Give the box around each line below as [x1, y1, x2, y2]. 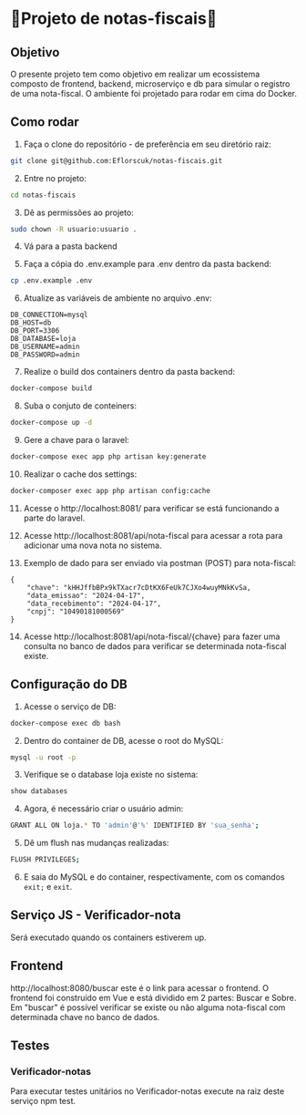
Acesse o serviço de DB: [23, 701, 117, 712]
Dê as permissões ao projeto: [23, 207, 135, 218]
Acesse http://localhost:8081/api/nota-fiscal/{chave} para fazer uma [23, 631, 280, 642]
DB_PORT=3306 [10, 326, 60, 336]
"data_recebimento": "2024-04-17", [26, 599, 162, 608]
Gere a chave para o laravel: [23, 435, 130, 446]
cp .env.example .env [10, 276, 93, 285]
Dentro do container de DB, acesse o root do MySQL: [23, 735, 224, 746]
